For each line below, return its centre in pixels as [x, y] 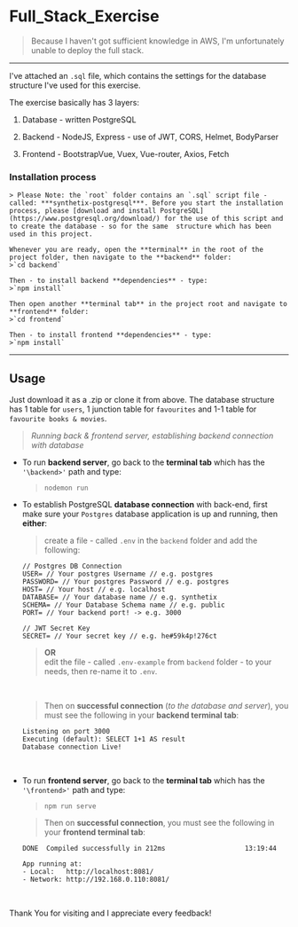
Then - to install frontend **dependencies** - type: [111, 335]
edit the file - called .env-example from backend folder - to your [158, 662]
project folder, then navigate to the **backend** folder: [121, 258]
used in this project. [51, 234]
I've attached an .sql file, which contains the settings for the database [138, 75]
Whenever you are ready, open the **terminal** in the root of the [137, 250]
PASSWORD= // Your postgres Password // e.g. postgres [125, 582]
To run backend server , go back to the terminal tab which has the [143, 462]
